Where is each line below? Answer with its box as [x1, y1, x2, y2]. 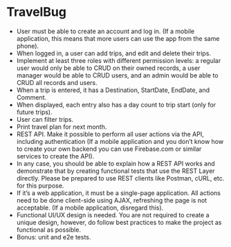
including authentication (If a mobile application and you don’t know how [16, 137, 224, 145]
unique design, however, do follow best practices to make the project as [16, 218, 222, 226]
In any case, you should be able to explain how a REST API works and [16, 159, 215, 167]
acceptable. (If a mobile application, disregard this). [16, 203, 164, 212]
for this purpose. [16, 181, 64, 190]
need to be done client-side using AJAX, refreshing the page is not [16, 196, 207, 204]
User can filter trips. [16, 115, 74, 123]
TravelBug [6, 4, 67, 20]
